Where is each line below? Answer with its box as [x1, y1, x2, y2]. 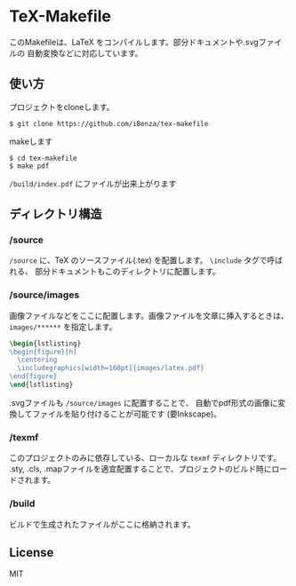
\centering [17, 355, 58, 365]
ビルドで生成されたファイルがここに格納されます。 [9, 519, 196, 529]
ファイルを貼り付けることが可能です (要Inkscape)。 [32, 408, 222, 419]
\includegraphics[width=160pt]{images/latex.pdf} [17, 364, 204, 373]
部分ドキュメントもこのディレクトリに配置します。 [34, 266, 220, 277]
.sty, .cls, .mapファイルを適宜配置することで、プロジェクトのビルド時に [9, 463, 273, 474]
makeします [9, 136, 53, 146]
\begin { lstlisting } [9, 339, 82, 348]
